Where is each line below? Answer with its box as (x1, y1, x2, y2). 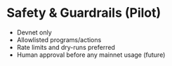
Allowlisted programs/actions (16, 35, 102, 44)
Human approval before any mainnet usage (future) (16, 51, 166, 59)
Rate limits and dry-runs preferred (16, 43, 115, 51)
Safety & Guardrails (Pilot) (6, 5, 161, 21)
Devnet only (16, 28, 52, 37)
